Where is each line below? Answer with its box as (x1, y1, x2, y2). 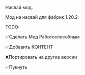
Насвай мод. (5, 5, 33, 10)
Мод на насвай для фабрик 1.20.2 (5, 14, 78, 20)
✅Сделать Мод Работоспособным (5, 34, 80, 40)
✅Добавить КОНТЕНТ (5, 44, 53, 50)
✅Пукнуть (5, 64, 27, 70)
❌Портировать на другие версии (5, 54, 77, 60)
